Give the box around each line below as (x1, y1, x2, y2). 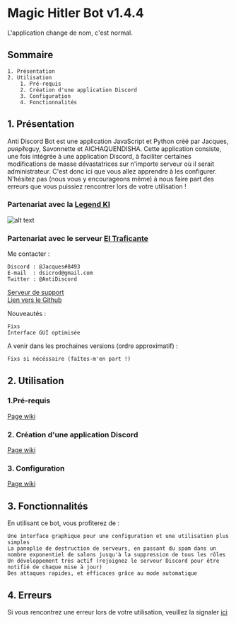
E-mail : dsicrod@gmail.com (7, 269, 93, 277)
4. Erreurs (7, 589, 52, 601)
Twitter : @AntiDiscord (7, 276, 78, 283)
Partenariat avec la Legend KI (7, 200, 111, 210)
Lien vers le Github (7, 296, 62, 304)
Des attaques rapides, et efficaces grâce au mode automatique (7, 570, 198, 577)
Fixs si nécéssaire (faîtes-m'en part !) (7, 356, 131, 363)
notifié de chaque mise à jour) (7, 563, 102, 571)
